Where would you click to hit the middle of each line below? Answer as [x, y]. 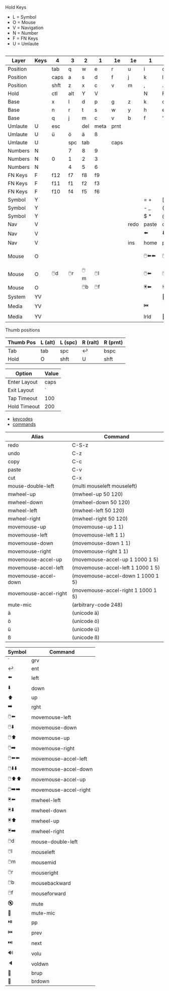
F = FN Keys [25, 38]
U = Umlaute [26, 44]
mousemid [44, 862]
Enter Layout [23, 382]
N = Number [25, 33]
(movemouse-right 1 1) [100, 551]
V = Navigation [28, 28]
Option [24, 373]
